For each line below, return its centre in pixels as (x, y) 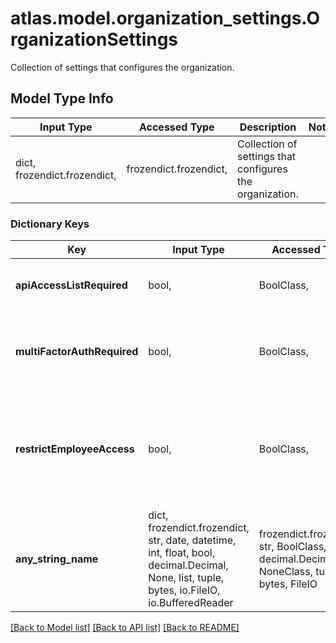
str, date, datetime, (192, 540)
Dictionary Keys (50, 224)
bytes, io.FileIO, (184, 590)
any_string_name (57, 559)
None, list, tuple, (186, 578)
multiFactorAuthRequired (77, 352)
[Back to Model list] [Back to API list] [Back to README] (125, 628)
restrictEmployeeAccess (75, 449)
